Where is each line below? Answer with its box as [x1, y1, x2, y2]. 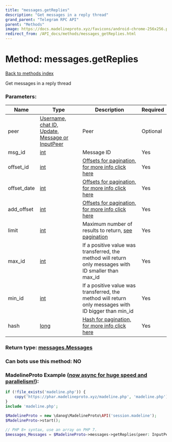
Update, [39, 128, 59, 135]
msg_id [8, 149, 26, 156]
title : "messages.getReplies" [5, 7, 70, 13]
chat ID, [39, 121, 59, 129]
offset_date [8, 185, 35, 192]
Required [141, 106, 164, 113]
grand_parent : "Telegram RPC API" [5, 17, 79, 22]
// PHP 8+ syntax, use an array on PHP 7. [5, 427, 97, 432]
